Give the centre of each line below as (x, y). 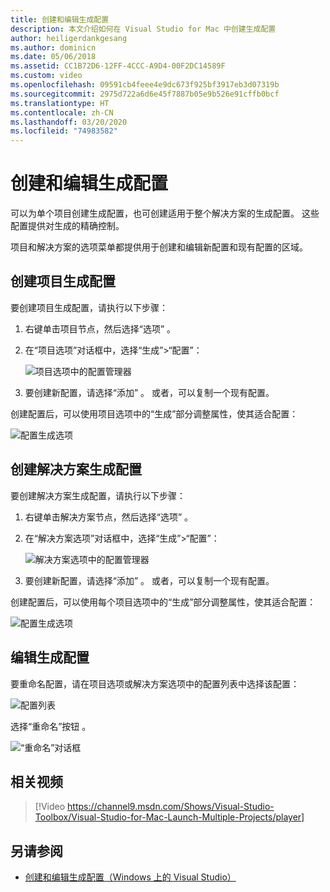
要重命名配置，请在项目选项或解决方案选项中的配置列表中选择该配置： (155, 683)
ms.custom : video (46, 76)
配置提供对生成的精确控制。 (67, 226)
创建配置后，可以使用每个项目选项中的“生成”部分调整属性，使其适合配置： (163, 602)
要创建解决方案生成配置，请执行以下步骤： (98, 495)
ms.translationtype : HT (60, 103)
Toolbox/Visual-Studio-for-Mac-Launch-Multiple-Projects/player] (169, 817)
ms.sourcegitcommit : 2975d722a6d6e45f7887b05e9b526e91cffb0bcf (145, 94)
